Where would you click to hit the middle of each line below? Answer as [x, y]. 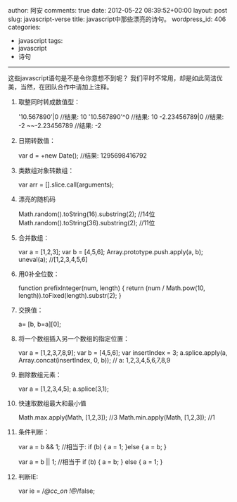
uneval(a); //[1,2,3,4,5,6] [53, 259]
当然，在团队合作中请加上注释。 [66, 87]
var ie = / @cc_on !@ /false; [57, 491]
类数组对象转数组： [46, 170]
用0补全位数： [39, 274]
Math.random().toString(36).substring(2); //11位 [87, 223]
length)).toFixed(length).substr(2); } [70, 295]
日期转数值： [37, 140]
